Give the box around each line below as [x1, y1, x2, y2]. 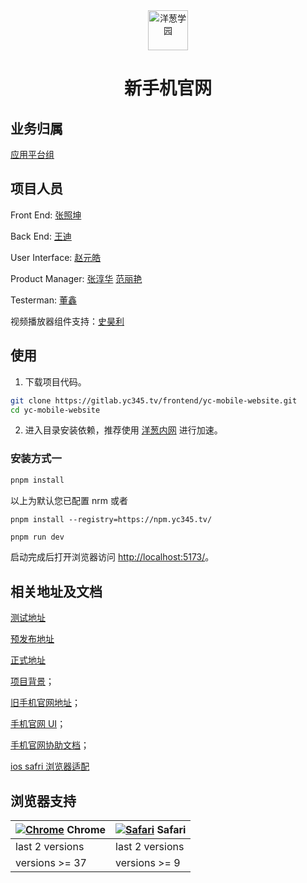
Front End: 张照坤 [10, 209, 82, 221]
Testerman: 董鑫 [10, 294, 77, 306]
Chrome [66, 823, 107, 837]
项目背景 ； [10, 675, 55, 688]
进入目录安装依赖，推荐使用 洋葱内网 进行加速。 [24, 424, 223, 436]
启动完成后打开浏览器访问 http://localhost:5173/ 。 [10, 551, 215, 563]
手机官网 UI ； [10, 718, 67, 730]
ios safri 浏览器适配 [10, 760, 90, 773]
